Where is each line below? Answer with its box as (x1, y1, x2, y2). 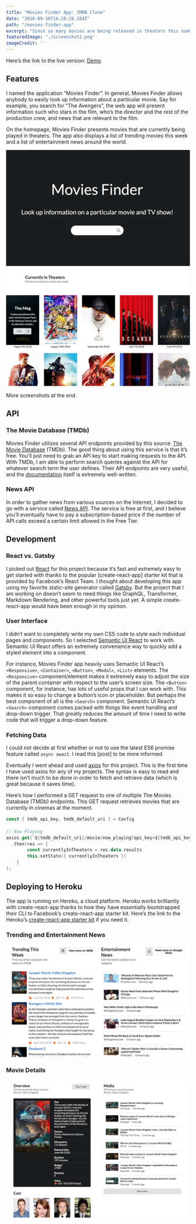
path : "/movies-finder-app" (6, 22, 75, 28)
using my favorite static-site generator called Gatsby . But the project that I (6, 584, 184, 591)
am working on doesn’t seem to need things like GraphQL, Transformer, (6, 590, 178, 597)
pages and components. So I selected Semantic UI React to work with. (6, 636, 175, 643)
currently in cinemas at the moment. (6, 804, 93, 811)
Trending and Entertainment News (6, 931, 106, 939)
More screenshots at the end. (6, 392, 77, 399)
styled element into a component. (6, 649, 87, 656)
